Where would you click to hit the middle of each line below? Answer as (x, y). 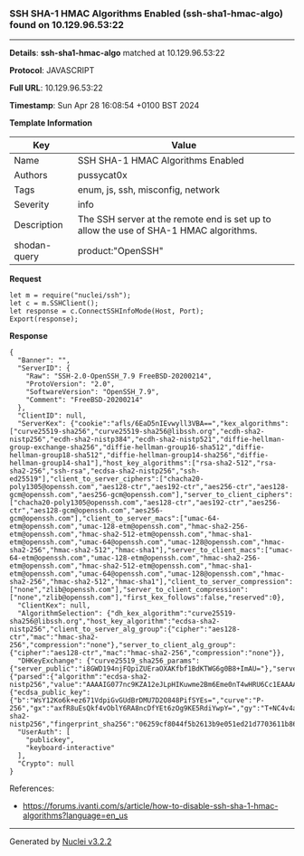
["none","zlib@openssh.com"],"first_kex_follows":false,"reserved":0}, (147, 598)
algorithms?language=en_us (75, 815)
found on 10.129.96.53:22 (67, 24)
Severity (32, 204)
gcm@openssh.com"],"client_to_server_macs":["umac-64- (115, 519)
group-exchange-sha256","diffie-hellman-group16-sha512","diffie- (137, 447)
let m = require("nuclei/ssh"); (70, 296)
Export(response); (44, 319)
